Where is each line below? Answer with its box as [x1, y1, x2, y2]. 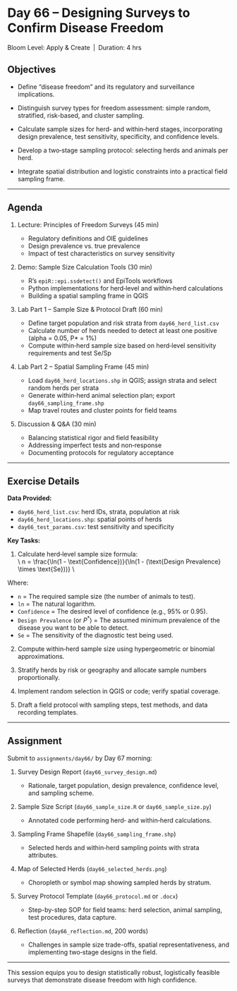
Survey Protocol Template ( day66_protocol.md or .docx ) [17, 892, 178, 900]
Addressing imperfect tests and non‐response [28, 441, 162, 449]
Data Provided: [7, 494, 52, 502]
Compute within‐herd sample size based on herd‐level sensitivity [28, 341, 217, 350]
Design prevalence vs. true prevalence [28, 241, 141, 250]
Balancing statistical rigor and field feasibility [28, 433, 159, 442]
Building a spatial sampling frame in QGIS [28, 291, 149, 300]
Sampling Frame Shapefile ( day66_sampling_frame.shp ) [17, 829, 176, 838]
